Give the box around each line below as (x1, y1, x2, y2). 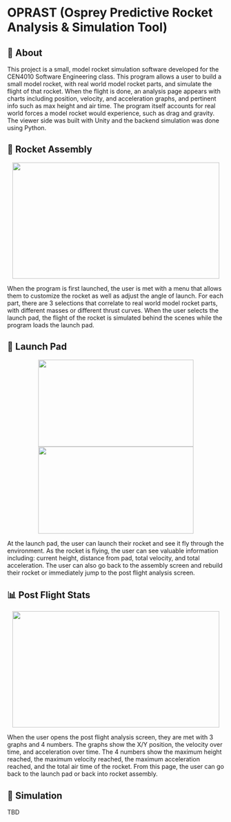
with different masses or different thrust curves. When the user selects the (7, 306, 219, 314)
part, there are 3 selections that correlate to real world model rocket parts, (7, 298, 218, 307)
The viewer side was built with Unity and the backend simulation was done (7, 116, 219, 125)
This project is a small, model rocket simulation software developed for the (7, 65, 219, 73)
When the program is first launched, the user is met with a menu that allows (7, 284, 222, 292)
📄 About (7, 47, 43, 59)
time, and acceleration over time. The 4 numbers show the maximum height (7, 748, 222, 756)
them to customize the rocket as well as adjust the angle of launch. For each (7, 291, 224, 300)
